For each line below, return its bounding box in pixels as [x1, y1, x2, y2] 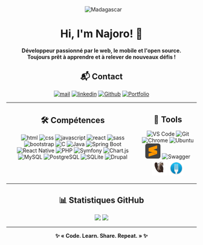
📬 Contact [80, 72, 123, 81]
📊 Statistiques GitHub [59, 195, 144, 205]
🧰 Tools [153, 114, 182, 124]
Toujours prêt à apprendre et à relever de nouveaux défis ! [27, 53, 176, 60]
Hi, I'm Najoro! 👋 [60, 27, 143, 40]
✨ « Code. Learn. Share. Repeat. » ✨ [55, 232, 148, 240]
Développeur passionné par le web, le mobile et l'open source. [21, 46, 182, 54]
